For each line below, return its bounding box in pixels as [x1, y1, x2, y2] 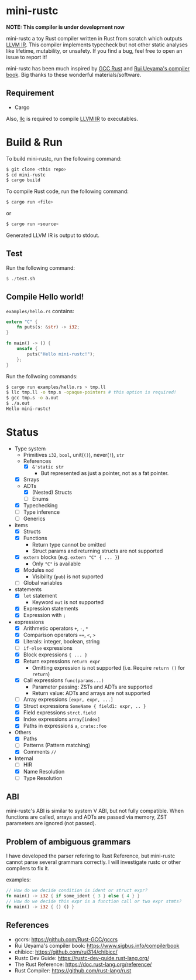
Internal [14, 755, 33, 762]
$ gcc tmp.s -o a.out [6, 395, 59, 401]
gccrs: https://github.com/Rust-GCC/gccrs [14, 935, 118, 942]
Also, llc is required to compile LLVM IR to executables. [6, 115, 139, 122]
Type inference [23, 508, 60, 516]
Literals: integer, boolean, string [23, 637, 100, 645]
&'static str [32, 464, 64, 470]
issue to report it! [6, 53, 47, 60]
